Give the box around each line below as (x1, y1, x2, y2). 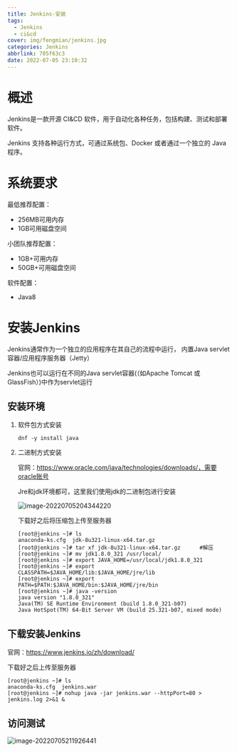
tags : (7, 17, 23, 24)
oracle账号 (17, 472, 49, 481)
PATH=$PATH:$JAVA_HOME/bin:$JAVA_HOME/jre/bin (17, 582, 159, 589)
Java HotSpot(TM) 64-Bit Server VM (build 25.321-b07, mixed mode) (17, 607, 222, 614)
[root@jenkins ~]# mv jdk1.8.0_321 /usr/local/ (17, 550, 162, 558)
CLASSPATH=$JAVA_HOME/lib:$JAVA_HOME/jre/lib (17, 569, 155, 577)
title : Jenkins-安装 (7, 10, 66, 18)
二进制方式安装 (17, 448, 62, 456)
